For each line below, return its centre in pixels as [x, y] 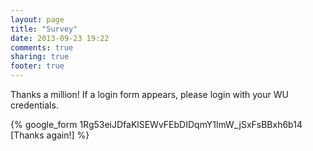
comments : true [42, 47]
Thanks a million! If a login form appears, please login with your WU [149, 94]
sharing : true [40, 57]
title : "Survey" [44, 29]
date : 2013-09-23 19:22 [60, 38]
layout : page [37, 19]
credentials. [34, 105]
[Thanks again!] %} [50, 135]
